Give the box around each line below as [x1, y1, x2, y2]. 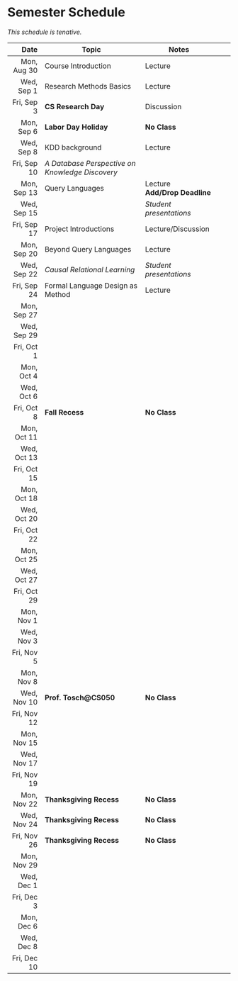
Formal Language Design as [45, 281, 138, 291]
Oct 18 [14, 493, 38, 503]
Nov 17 [13, 758, 38, 768]
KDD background [45, 142, 102, 152]
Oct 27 [14, 575, 38, 585]
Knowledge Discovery [45, 167, 118, 177]
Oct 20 [14, 513, 38, 523]
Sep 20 [13, 249, 38, 259]
